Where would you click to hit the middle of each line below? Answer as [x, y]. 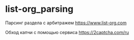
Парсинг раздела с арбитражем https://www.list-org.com [66, 23]
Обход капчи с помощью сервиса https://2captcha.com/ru [67, 32]
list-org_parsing [39, 9]
